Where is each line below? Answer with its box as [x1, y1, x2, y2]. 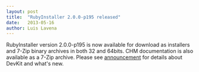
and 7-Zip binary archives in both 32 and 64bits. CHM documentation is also [6, 48, 194, 55]
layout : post [6, 8, 39, 15]
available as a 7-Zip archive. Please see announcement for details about [6, 54, 183, 61]
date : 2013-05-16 [6, 19, 55, 25]
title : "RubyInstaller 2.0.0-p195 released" [6, 14, 121, 20]
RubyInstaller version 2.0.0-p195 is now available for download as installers [6, 41, 190, 48]
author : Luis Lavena [6, 25, 58, 31]
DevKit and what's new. [6, 60, 64, 67]
